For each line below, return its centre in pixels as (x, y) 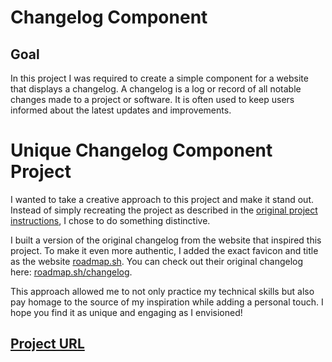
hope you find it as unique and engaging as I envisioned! (126, 312)
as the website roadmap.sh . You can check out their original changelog (157, 261)
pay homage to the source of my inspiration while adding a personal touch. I (167, 302)
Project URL (47, 344)
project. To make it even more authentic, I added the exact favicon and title (164, 250)
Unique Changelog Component (141, 150)
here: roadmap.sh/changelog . (71, 272)
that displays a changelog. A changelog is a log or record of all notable (156, 89)
